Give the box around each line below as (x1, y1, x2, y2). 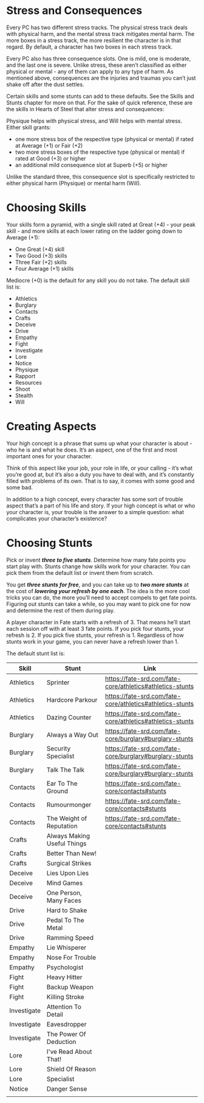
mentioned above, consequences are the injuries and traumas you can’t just (6, 74, 196, 81)
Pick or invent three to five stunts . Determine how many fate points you (6, 556, 186, 563)
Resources (15, 379, 42, 386)
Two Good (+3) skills (15, 252, 67, 259)
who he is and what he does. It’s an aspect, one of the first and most (6, 446, 178, 453)
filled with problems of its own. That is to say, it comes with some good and (6, 477, 195, 484)
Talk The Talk (46, 765, 85, 774)
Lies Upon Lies (46, 868, 89, 877)
